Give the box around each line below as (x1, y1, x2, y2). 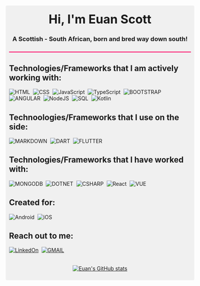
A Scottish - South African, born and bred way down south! (12, 35, 188, 43)
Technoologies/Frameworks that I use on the (9, 112, 180, 122)
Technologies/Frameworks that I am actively (9, 63, 179, 73)
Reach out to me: (9, 230, 74, 241)
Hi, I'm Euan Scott (48, 11, 152, 27)
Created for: (9, 197, 56, 208)
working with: (9, 73, 62, 83)
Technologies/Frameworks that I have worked (9, 155, 184, 165)
